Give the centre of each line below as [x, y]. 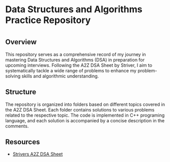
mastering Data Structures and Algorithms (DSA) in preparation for [75, 60]
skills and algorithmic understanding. [60, 76]
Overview [21, 42]
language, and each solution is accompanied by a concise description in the [85, 120]
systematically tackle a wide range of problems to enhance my [71, 70]
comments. [17, 126]
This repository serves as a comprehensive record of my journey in [76, 54]
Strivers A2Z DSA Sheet [38, 154]
